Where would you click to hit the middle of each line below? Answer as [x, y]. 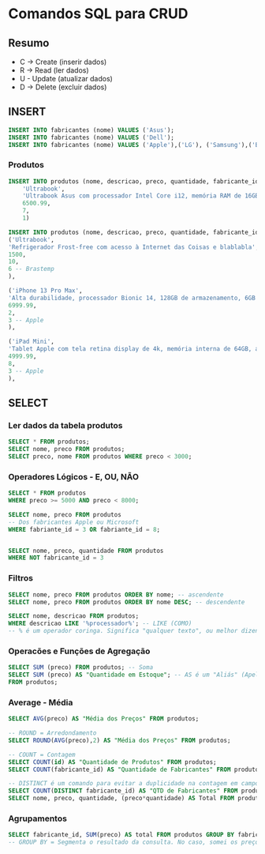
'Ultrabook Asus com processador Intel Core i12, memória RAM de [132, 196]
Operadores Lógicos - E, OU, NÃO [74, 476]
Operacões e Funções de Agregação [79, 651]
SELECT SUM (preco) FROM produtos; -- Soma [81, 668]
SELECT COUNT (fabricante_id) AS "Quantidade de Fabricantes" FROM [119, 769]
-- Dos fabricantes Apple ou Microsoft [74, 522]
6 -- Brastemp [32, 269]
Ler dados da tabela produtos [65, 425]
